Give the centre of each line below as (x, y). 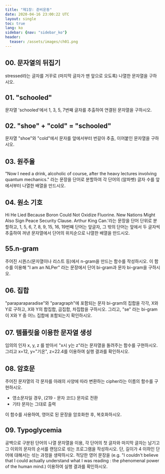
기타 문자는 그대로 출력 (34, 404)
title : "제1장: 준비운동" (29, 10)
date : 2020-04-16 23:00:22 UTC (37, 14)
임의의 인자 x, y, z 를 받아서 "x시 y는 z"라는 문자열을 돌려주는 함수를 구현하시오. (82, 346)
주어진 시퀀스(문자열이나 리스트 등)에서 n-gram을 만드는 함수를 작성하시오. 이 (79, 261)
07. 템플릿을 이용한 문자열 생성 (49, 332)
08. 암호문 (20, 368)
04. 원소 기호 (24, 203)
